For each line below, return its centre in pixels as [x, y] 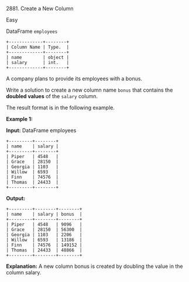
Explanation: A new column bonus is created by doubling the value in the [94, 266]
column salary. [24, 272]
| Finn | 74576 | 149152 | [44, 245]
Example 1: [20, 119]
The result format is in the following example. [61, 108]
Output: [16, 198]
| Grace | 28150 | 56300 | [44, 230]
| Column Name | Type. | [37, 47]
